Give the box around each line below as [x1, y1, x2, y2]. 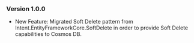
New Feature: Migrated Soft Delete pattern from [14, 18, 133, 25]
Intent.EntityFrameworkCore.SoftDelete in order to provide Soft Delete [14, 24, 189, 31]
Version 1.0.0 [6, 5, 46, 13]
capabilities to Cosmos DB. [14, 31, 82, 38]
